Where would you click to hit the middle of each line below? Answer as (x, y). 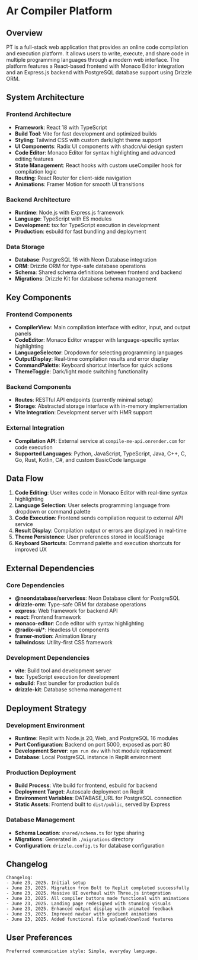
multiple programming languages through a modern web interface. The (93, 60)
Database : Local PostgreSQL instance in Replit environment (88, 757)
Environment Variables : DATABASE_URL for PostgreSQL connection (98, 798)
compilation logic (36, 171)
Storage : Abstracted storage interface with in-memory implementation (101, 406)
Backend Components (39, 386)
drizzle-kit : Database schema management (68, 690)
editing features (34, 159)
